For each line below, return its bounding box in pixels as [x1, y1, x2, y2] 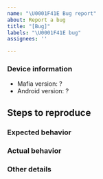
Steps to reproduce [7, 107, 91, 119]
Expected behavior [7, 128, 72, 137]
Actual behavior [7, 145, 62, 155]
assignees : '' [7, 36, 48, 43]
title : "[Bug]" [7, 23, 51, 29]
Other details [7, 164, 51, 174]
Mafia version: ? [16, 80, 63, 88]
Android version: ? [16, 87, 69, 95]
